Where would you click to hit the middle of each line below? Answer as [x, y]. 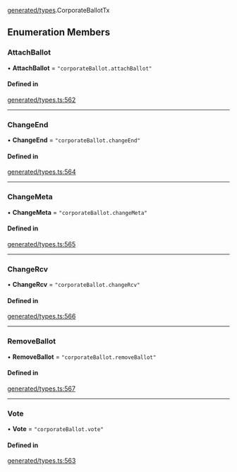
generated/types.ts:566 [42, 317]
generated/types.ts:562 [42, 100]
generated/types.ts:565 [42, 244]
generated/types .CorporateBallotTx [59, 10]
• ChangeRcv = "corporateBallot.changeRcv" [74, 285]
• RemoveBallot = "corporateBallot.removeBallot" [82, 357]
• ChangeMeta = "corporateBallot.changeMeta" [78, 212]
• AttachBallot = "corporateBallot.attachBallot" [80, 68]
